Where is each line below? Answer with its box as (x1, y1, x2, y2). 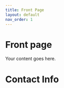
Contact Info (5, 73, 59, 85)
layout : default (5, 12, 40, 17)
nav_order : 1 (5, 17, 33, 22)
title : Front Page (5, 7, 44, 13)
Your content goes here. (5, 55, 56, 62)
